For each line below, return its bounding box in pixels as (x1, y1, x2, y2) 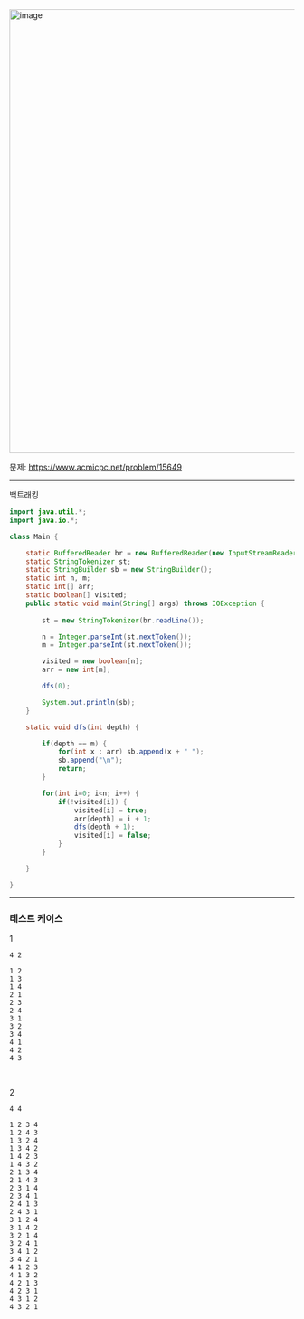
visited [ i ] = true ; (73, 805, 147, 815)
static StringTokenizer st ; (25, 556, 131, 566)
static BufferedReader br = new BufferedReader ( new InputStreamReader (25, 548, 298, 557)
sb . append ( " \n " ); (57, 755, 124, 765)
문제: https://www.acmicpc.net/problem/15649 (9, 461, 183, 472)
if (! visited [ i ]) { (57, 797, 128, 806)
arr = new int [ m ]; (42, 665, 111, 675)
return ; (57, 764, 88, 773)
